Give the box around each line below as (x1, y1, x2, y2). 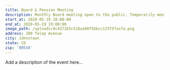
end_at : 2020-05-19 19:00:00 (5, 21, 67, 27)
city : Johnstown (5, 36, 39, 41)
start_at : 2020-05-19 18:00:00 (5, 17, 71, 22)
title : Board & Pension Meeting (5, 7, 73, 13)
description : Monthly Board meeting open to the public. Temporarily (5, 12, 155, 17)
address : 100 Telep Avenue (5, 31, 62, 36)
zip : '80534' (5, 45, 33, 50)
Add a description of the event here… (5, 59, 83, 65)
